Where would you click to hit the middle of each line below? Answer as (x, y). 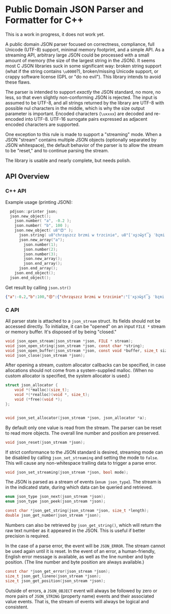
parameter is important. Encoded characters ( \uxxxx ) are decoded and (79, 114)
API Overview (27, 177)
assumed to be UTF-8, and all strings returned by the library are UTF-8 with (85, 102)
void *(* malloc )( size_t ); (42, 390)
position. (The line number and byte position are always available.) (75, 562)
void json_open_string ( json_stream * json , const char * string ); (75, 346)
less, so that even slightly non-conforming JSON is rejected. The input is (81, 97)
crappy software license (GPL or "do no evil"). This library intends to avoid (83, 76)
